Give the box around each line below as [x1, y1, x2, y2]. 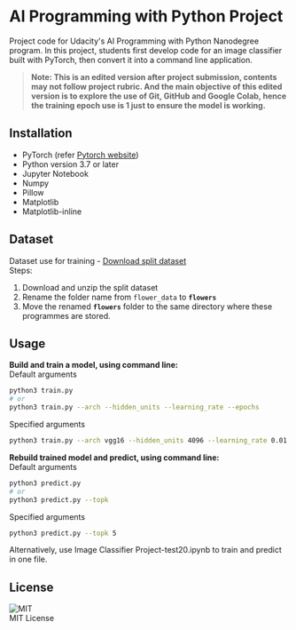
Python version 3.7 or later [21, 158, 120, 170]
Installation [9, 126, 73, 141]
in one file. [9, 554, 48, 565]
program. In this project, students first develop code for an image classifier [9, 44, 283, 55]
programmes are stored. [21, 310, 111, 321]
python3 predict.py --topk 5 [9, 529, 117, 538]
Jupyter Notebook [21, 168, 89, 179]
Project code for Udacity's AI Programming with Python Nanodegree [9, 36, 260, 46]
